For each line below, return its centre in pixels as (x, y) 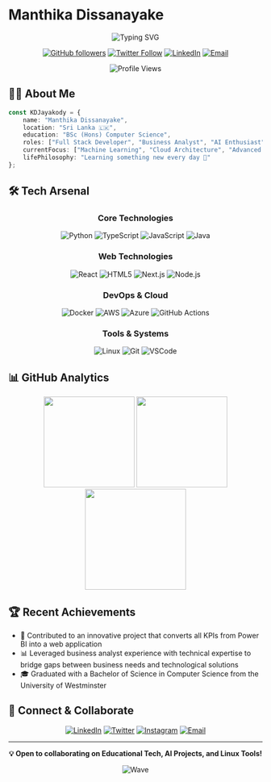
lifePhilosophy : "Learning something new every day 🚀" (117, 157)
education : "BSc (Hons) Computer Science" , (97, 135)
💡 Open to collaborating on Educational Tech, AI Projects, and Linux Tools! (135, 753)
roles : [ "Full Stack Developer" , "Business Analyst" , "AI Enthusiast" (144, 143)
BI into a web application (61, 644)
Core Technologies (135, 218)
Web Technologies (135, 257)
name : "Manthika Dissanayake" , (75, 120)
